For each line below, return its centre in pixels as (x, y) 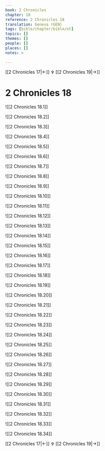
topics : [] (17, 34)
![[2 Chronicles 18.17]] (28, 265)
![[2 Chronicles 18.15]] (28, 245)
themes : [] (17, 39)
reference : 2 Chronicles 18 (35, 19)
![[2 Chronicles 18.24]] (29, 335)
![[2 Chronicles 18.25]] (29, 345)
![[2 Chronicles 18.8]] (27, 176)
